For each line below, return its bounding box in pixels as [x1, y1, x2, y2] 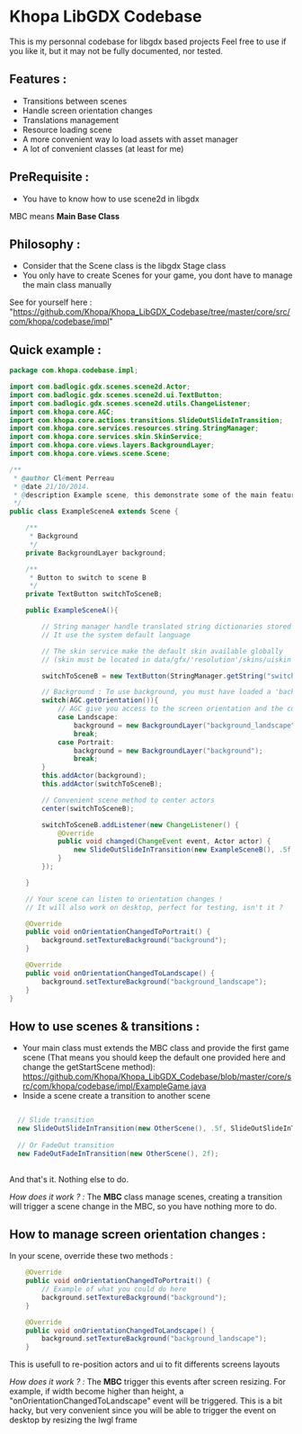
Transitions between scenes [22, 95, 128, 106]
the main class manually [22, 280, 112, 290]
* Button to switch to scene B [29, 573, 147, 582]
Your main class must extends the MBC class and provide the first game [22, 1043, 289, 1054]
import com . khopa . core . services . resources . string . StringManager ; [9, 424, 259, 433]
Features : [9, 72, 67, 87]
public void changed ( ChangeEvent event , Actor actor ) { [57, 837, 271, 846]
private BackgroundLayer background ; [25, 548, 167, 557]
